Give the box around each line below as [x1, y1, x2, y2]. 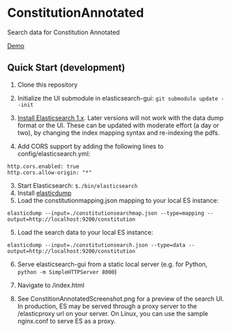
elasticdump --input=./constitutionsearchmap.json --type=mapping [7, 210, 204, 217]
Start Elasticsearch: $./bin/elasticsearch [17, 181, 138, 189]
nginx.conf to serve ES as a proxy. [17, 317, 117, 325]
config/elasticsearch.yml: [17, 149, 91, 158]
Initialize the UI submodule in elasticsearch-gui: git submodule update [17, 94, 218, 102]
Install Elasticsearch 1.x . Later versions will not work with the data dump [17, 113, 224, 122]
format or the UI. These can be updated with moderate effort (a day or [17, 121, 220, 129]
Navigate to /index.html [17, 281, 85, 289]
